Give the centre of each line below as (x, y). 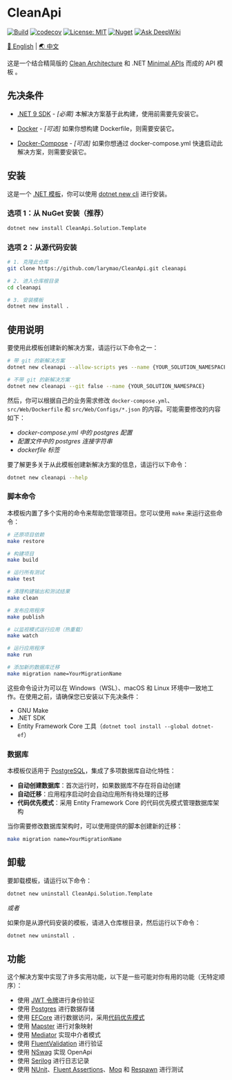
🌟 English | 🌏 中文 (33, 46)
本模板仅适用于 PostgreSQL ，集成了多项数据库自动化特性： (91, 771)
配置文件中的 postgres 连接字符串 (65, 441)
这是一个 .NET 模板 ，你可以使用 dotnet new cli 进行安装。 (89, 194)
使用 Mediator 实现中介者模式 (59, 1035)
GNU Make (33, 710)
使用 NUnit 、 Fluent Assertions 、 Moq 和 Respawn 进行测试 (100, 1070)
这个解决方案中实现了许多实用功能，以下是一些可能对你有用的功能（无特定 (113, 977)
